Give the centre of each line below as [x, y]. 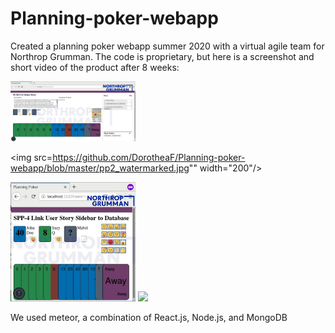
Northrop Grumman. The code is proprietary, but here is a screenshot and [162, 56]
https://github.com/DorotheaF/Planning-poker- [149, 158]
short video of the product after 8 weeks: [95, 67]
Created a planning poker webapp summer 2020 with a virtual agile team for [167, 46]
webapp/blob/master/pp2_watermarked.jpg [100, 168]
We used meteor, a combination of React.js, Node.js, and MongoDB [149, 317]
